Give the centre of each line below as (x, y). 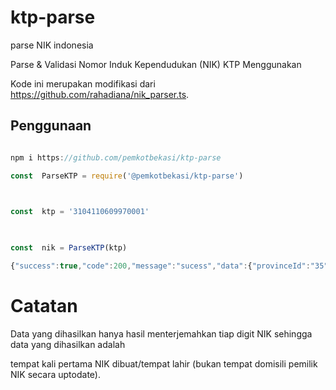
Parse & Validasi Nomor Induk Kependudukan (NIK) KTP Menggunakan (156, 64)
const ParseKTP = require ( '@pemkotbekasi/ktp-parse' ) (127, 176)
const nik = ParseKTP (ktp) (69, 248)
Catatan (44, 306)
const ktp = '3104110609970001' (80, 212)
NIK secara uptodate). (55, 374)
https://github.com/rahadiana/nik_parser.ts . (100, 94)
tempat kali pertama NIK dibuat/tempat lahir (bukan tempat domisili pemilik (164, 363)
